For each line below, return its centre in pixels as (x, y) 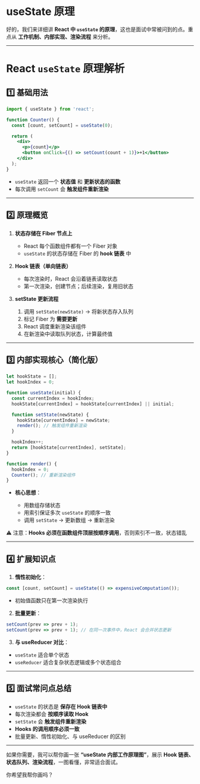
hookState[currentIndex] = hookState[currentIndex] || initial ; (93, 404)
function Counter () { (33, 120)
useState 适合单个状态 (42, 655)
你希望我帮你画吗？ (30, 774)
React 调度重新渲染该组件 (55, 326)
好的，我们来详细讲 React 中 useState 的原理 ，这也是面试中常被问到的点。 (97, 29)
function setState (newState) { (50, 415)
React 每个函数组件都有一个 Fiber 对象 (71, 246)
